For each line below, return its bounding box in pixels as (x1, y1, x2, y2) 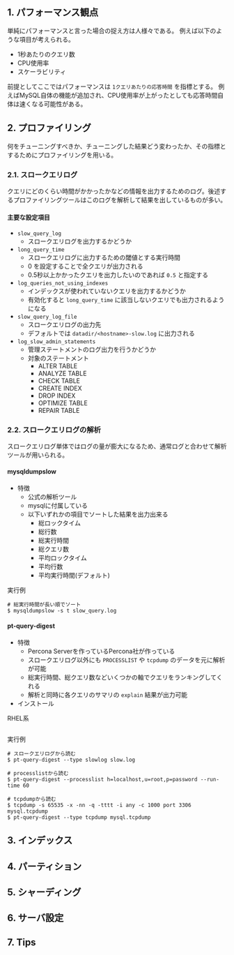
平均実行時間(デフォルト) (38, 571, 110, 579)
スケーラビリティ (17, 67, 66, 75)
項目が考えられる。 (19, 35, 75, 43)
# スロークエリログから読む (7, 750, 77, 757)
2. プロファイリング (7, 122, 92, 134)
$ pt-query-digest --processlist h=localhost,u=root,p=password (7, 776, 198, 783)
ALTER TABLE (38, 362, 78, 370)
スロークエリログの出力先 (27, 320, 102, 329)
